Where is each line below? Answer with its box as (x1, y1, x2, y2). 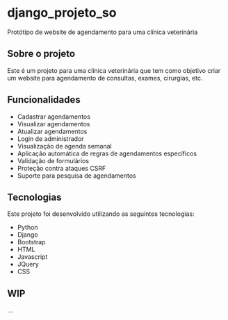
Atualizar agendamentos (17, 127, 88, 135)
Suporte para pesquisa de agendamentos (17, 171, 137, 180)
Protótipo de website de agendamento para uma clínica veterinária (7, 28, 198, 36)
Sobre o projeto (7, 48, 75, 60)
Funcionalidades (7, 94, 81, 106)
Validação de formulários (17, 156, 89, 165)
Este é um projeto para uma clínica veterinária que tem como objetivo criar (7, 66, 221, 74)
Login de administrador (17, 134, 85, 143)
